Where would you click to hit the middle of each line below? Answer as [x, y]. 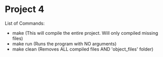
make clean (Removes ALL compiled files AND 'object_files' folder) [83, 49]
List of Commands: [25, 23]
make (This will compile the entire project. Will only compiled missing [85, 33]
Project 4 [25, 9]
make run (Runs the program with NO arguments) [64, 43]
